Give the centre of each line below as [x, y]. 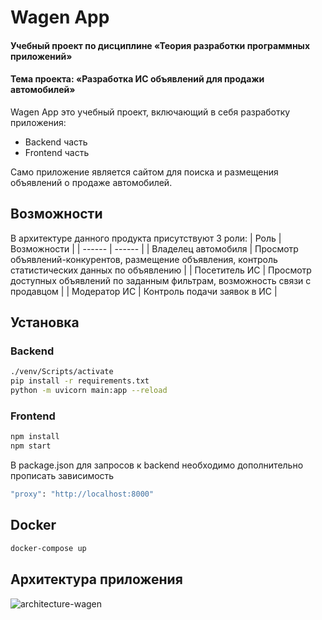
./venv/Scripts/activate [62, 372]
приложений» [41, 56]
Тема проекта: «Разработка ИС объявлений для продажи [137, 79]
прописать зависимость [62, 476]
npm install [35, 437]
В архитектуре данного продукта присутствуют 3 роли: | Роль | [146, 238]
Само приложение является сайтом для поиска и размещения [144, 172]
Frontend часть [57, 152]
